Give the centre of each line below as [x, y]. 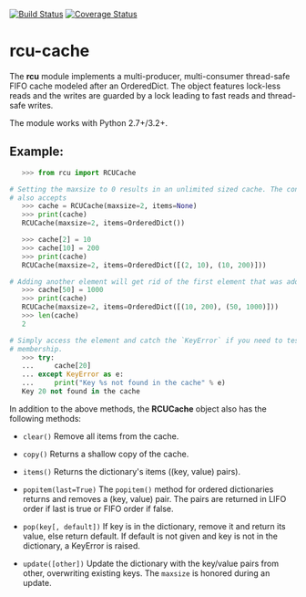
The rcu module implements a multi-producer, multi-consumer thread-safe [150, 76]
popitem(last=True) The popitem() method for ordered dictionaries [148, 489]
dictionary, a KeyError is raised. [82, 545]
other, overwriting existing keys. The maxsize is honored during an [146, 573]
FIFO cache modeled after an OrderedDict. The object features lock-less [145, 86]
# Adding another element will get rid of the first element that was [146, 282]
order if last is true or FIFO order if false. [98, 508]
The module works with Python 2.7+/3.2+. [89, 122]
